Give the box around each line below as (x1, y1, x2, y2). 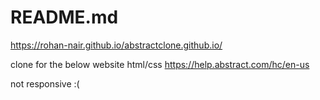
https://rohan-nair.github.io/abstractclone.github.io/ (10, 39, 223, 51)
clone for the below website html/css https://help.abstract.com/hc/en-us (10, 58, 310, 70)
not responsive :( (10, 77, 80, 90)
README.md (10, 6, 119, 29)
